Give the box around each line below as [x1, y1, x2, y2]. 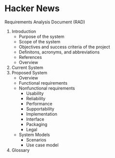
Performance [26, 101, 53, 106]
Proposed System [11, 70, 48, 75]
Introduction [11, 28, 36, 34]
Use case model [26, 142, 59, 148]
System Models [18, 132, 50, 138]
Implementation [26, 111, 58, 117]
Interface [26, 116, 45, 122]
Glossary [11, 147, 30, 153]
